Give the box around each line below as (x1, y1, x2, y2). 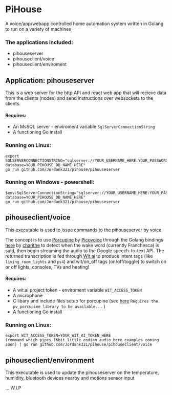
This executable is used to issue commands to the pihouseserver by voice (5, 227, 162, 233)
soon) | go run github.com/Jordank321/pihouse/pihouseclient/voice (5, 342, 153, 347)
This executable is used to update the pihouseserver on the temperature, (5, 369, 159, 376)
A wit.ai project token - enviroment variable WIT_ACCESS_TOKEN (12, 287, 142, 293)
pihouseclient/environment (5, 356, 95, 364)
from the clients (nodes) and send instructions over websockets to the (5, 95, 154, 101)
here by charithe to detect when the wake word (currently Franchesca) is (5, 242, 160, 248)
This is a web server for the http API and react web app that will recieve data (5, 90, 167, 96)
